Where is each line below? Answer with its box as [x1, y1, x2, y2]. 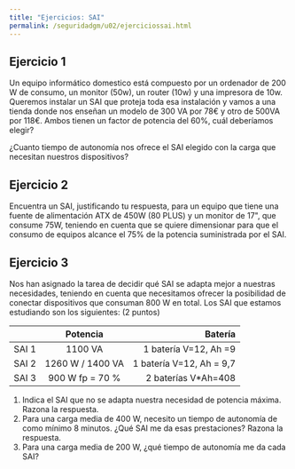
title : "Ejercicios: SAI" [9, 12, 105, 22]
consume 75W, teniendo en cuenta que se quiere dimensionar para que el [9, 219, 279, 231]
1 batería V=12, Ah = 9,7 [132, 357, 237, 370]
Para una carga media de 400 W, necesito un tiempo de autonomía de [21, 413, 277, 424]
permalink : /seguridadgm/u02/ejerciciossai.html [9, 21, 192, 30]
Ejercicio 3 [9, 255, 69, 270]
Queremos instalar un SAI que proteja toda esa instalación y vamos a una [9, 97, 276, 107]
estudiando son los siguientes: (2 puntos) [9, 306, 160, 317]
